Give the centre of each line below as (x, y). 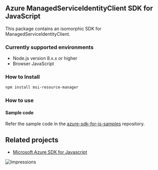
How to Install (22, 77)
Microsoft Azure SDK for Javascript (50, 152)
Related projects (32, 140)
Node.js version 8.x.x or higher (45, 59)
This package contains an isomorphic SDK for (54, 29)
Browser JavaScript (33, 64)
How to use (20, 100)
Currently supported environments (49, 47)
